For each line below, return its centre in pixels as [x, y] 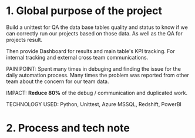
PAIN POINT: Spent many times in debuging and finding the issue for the [93, 68]
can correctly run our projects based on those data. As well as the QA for [95, 33]
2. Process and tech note [68, 128]
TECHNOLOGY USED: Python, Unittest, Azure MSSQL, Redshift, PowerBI [94, 104]
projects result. [24, 40]
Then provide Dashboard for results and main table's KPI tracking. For [90, 51]
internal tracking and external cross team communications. [77, 57]
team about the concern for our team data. [58, 81]
